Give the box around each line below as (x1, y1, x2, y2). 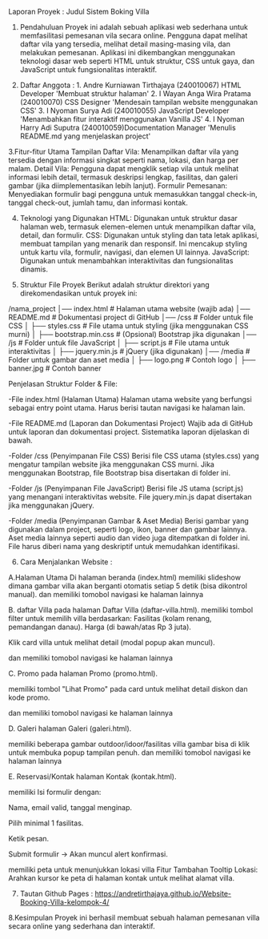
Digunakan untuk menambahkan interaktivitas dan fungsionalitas (19, 256, 234, 265)
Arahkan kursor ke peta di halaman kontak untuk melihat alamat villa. (8, 873, 235, 883)
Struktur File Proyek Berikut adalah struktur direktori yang (19, 280, 210, 289)
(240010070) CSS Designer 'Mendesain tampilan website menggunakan (19, 98, 258, 106)
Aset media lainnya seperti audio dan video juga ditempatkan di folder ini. (8, 533, 250, 543)
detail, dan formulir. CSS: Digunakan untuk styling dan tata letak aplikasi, (19, 231, 259, 239)
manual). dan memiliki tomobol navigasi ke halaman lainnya (8, 590, 204, 599)
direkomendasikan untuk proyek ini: (19, 288, 138, 298)
